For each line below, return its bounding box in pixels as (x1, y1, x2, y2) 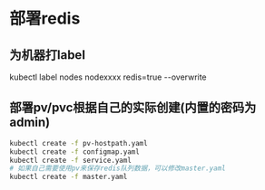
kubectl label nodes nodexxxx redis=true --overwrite (9, 71, 207, 82)
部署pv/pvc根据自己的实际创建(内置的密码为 (9, 100, 257, 116)
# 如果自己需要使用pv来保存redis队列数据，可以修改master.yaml (9, 164, 226, 173)
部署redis (9, 8, 81, 29)
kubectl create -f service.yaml (9, 156, 132, 165)
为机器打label (9, 47, 86, 62)
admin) (9, 115, 51, 130)
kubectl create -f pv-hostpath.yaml (9, 138, 148, 147)
